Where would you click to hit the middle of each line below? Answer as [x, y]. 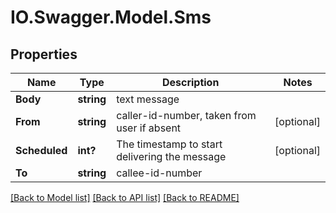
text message [148, 99]
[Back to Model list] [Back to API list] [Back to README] [125, 197]
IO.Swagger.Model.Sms [111, 17]
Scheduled [41, 150]
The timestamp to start [169, 144]
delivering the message [171, 156]
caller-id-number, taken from [186, 115]
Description [190, 82]
